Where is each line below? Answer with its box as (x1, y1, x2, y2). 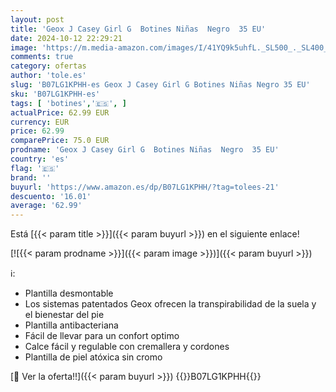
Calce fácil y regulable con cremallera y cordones (24, 341, 230, 353)
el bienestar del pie (24, 309, 105, 321)
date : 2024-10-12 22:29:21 (10, 33, 123, 43)
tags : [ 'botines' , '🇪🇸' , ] (10, 98, 127, 108)
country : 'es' (10, 154, 70, 164)
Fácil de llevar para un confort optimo (24, 330, 180, 342)
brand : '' (10, 172, 52, 183)
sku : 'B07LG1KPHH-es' (10, 89, 101, 99)
